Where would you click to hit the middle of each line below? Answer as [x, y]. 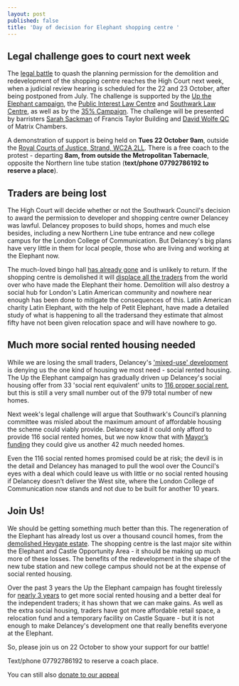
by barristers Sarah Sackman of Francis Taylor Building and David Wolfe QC [118, 119]
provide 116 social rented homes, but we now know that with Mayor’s [108, 437]
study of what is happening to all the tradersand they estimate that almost [115, 315]
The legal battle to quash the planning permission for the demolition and [113, 74]
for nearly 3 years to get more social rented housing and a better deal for [114, 595]
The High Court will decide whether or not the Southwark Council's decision [119, 210]
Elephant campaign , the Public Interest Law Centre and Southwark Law [112, 104]
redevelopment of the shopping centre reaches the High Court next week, [116, 81]
